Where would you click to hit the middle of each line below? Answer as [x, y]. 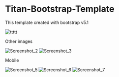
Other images [19, 41]
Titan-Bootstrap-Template [60, 9]
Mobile [12, 60]
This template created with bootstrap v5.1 [47, 22]
